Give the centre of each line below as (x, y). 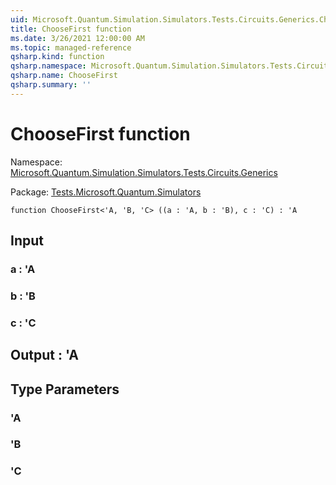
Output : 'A (45, 355)
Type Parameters (65, 389)
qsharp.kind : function (57, 57)
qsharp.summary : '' (51, 85)
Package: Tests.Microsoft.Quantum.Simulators (106, 192)
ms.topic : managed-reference (71, 47)
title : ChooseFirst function (71, 29)
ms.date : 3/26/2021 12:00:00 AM (77, 38)
